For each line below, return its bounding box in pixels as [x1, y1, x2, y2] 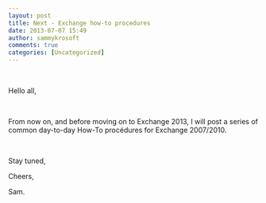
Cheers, [8, 172, 34, 181]
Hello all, [8, 86, 37, 96]
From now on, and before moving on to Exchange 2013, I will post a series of [8, 117, 258, 126]
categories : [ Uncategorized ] [8, 49, 105, 57]
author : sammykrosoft [8, 33, 80, 42]
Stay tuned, [8, 156, 46, 166]
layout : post [8, 11, 52, 20]
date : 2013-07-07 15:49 [8, 26, 87, 34]
